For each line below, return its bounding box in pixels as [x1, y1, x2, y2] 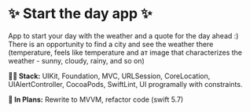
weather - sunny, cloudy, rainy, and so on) [8, 56, 145, 65]
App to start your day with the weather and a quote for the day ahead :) [8, 31, 239, 40]
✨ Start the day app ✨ [8, 5, 153, 23]
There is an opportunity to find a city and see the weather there [8, 39, 214, 49]
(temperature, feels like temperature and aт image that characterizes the [8, 48, 242, 57]
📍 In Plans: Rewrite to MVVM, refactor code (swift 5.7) [8, 95, 184, 104]
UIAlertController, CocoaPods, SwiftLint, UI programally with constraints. [8, 79, 243, 89]
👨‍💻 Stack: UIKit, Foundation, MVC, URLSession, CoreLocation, [8, 71, 211, 81]
